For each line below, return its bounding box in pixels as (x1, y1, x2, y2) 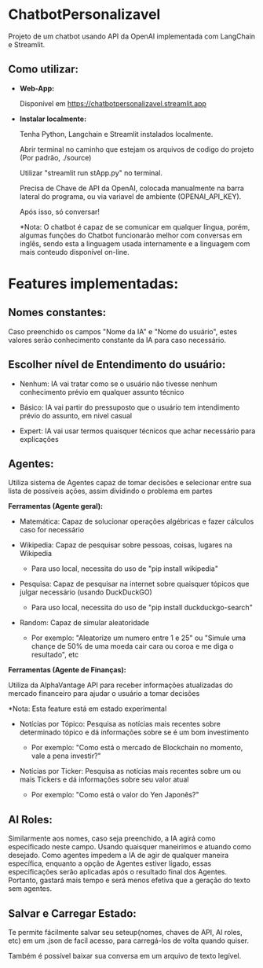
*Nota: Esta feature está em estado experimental (8, 704, 167, 713)
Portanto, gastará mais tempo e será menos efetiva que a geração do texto (8, 875, 251, 885)
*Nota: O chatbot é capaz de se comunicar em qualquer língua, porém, (19, 222, 250, 231)
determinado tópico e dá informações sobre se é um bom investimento (19, 727, 250, 737)
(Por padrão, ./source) (19, 153, 92, 162)
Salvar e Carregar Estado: (8, 907, 137, 920)
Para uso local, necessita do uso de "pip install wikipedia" (31, 564, 218, 573)
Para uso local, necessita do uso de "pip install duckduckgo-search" (31, 603, 253, 613)
